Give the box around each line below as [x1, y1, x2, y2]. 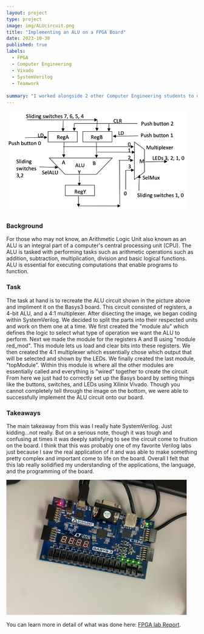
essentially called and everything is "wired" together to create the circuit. [6, 367, 189, 375]
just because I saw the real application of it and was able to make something [6, 448, 197, 455]
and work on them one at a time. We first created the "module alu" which [6, 322, 189, 330]
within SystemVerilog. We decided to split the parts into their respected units [6, 316, 198, 323]
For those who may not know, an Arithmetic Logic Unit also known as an [6, 236, 187, 243]
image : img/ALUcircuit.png [6, 22, 75, 29]
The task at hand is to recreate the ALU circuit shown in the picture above [6, 296, 191, 304]
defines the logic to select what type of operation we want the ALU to [6, 329, 180, 336]
